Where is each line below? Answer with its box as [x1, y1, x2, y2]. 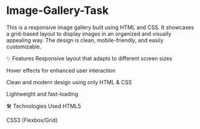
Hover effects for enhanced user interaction [6, 67, 116, 74]
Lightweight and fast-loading [6, 90, 79, 98]
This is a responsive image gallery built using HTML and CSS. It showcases [6, 24, 195, 31]
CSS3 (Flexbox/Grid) [6, 116, 58, 124]
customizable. [6, 43, 41, 50]
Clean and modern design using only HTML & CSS [6, 78, 132, 85]
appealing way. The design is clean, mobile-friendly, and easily [6, 36, 164, 44]
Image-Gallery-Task [6, 4, 109, 18]
